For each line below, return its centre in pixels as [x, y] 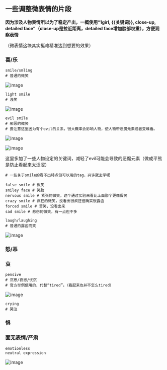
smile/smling [19, 70]
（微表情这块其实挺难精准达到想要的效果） [49, 45]
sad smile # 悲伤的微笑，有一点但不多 [41, 212]
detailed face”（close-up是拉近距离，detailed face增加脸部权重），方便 [80, 28]
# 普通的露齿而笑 [21, 226]
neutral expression [26, 353]
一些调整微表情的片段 [38, 9]
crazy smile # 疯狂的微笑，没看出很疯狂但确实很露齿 [55, 201]
